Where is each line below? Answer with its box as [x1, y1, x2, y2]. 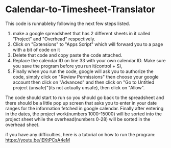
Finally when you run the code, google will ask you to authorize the [12, 68, 154, 75]
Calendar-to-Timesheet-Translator [5, 4, 156, 15]
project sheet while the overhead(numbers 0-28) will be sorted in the [5, 116, 151, 122]
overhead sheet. [5, 121, 40, 128]
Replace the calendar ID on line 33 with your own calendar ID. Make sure [12, 57, 166, 63]
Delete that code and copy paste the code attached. [12, 52, 123, 58]
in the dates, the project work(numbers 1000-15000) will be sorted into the [5, 111, 162, 117]
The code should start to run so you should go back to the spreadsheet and [5, 94, 164, 101]
